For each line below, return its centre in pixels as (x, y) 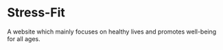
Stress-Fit (36, 13)
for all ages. (24, 38)
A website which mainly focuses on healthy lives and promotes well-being (112, 32)
